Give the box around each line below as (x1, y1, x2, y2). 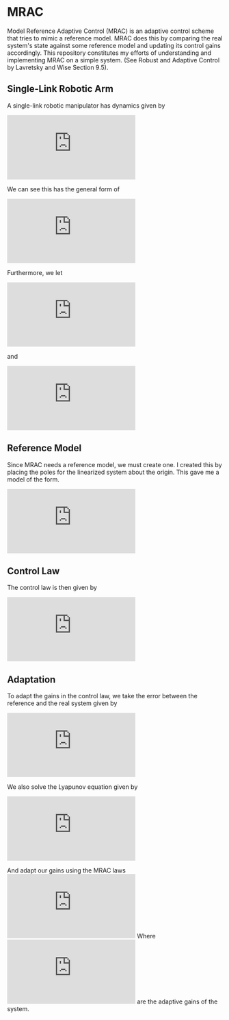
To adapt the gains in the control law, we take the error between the (7, 692, 198, 700)
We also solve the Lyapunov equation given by (7, 783, 138, 791)
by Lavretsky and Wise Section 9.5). (7, 63, 109, 71)
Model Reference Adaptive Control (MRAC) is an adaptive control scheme (7, 27, 214, 35)
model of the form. (7, 475, 60, 484)
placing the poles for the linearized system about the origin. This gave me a (7, 468, 219, 476)
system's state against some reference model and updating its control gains (7, 41, 221, 49)
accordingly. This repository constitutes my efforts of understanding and (7, 49, 212, 57)
